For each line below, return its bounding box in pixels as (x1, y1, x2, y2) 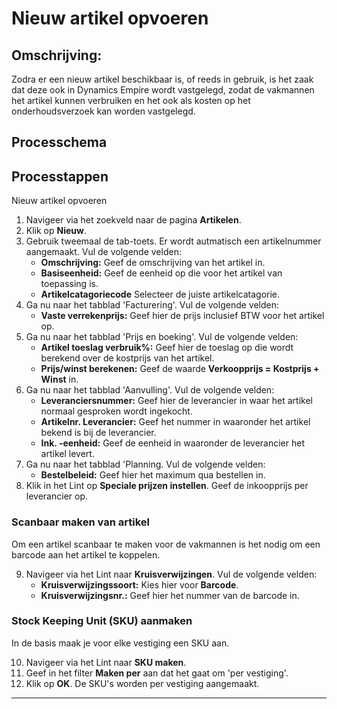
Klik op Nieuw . (25, 225, 87, 237)
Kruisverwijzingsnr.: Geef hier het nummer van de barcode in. (40, 589, 300, 601)
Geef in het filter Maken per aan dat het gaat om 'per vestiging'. (25, 667, 289, 679)
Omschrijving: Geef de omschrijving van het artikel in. (40, 257, 266, 269)
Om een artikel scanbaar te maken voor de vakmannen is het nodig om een (11, 538, 321, 550)
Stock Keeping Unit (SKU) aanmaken (11, 614, 193, 628)
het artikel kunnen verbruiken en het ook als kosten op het (11, 95, 251, 106)
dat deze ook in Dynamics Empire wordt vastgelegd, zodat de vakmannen (11, 84, 315, 96)
